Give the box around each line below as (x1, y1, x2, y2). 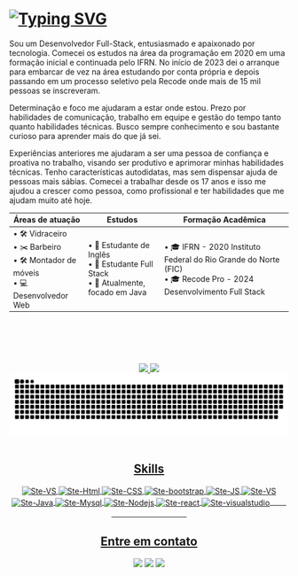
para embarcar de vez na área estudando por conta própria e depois (9, 66, 260, 77)
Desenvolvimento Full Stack (163, 286, 266, 297)
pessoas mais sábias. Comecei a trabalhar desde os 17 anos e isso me (9, 175, 266, 186)
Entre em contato (100, 534, 198, 549)
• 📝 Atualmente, (88, 277, 146, 288)
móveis (12, 267, 40, 278)
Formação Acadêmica (183, 214, 266, 225)
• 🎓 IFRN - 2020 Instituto (163, 241, 262, 252)
